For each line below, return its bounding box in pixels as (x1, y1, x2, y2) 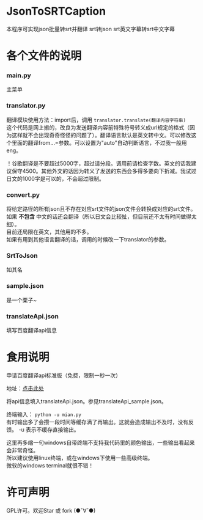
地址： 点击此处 (6, 384, 44, 392)
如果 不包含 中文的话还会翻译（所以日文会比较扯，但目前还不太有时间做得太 (6, 213, 197, 221)
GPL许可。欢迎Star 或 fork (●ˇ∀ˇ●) (6, 507, 96, 514)
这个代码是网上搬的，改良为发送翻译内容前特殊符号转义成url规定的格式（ (6, 123, 190, 131)
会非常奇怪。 (6, 446, 39, 453)
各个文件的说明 (6, 49, 82, 63)
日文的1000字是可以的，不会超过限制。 (6, 175, 105, 182)
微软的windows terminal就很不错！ (6, 461, 94, 469)
